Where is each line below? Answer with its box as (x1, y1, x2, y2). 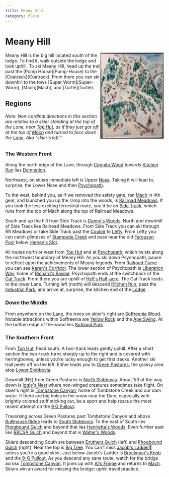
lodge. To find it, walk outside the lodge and (5, 58, 97, 64)
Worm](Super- (63, 79, 93, 85)
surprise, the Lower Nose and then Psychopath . (5, 182, 105, 189)
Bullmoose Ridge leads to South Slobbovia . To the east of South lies (5, 419, 146, 425)
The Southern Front (5, 334, 54, 341)
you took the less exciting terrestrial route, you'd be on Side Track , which (5, 203, 157, 209)
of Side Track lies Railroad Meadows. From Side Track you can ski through (5, 223, 159, 229)
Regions (5, 99, 32, 108)
